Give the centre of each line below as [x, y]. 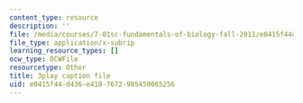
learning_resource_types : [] [64, 51]
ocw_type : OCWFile [44, 59]
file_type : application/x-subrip [72, 43]
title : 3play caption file [60, 76]
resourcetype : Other [48, 68]
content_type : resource [54, 17]
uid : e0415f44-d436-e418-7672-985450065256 [92, 84]
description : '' [40, 26]
